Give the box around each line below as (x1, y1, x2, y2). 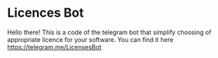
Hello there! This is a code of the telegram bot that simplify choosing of (7, 28, 212, 36)
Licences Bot (7, 5, 84, 21)
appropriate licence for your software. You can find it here (7, 35, 174, 43)
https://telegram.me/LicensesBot (7, 43, 102, 51)
